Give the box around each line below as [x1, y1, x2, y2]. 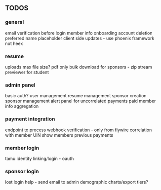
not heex [5, 40, 23, 46]
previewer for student [5, 69, 49, 75]
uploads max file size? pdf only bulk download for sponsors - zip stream [5, 64, 152, 70]
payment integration [5, 115, 55, 122]
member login [5, 144, 40, 151]
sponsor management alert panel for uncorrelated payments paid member [5, 98, 156, 104]
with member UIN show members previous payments [5, 132, 114, 138]
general [5, 19, 24, 26]
